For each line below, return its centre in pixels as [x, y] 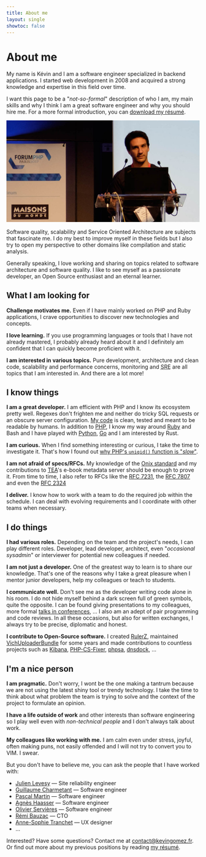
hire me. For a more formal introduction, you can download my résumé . [96, 112]
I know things [33, 392]
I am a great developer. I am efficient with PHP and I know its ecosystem [98, 407]
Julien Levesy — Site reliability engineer [66, 783]
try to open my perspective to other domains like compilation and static [96, 245]
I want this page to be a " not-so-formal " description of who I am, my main [100, 99]
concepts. [19, 323]
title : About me [27, 13]
